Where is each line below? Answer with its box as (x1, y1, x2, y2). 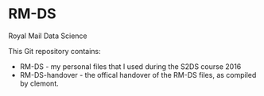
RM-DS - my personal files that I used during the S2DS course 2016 (19, 61, 242, 71)
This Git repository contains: (8, 46, 101, 56)
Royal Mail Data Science (8, 31, 87, 40)
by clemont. (19, 79, 59, 88)
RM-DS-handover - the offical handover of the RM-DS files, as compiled (19, 70, 257, 79)
